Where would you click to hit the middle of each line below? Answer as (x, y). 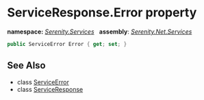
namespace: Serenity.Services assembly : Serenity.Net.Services (100, 32)
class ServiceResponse (50, 89)
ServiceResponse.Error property (102, 13)
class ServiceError (43, 82)
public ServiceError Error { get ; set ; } (67, 44)
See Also (26, 65)
